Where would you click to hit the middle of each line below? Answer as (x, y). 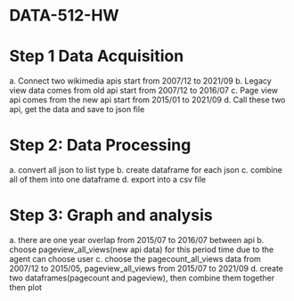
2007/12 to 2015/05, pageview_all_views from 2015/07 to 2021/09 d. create (146, 268)
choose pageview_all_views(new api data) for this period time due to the (142, 249)
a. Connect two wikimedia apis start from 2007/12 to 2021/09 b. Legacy (140, 81)
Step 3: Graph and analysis (111, 216)
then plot (26, 287)
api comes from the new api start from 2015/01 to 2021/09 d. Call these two (147, 100)
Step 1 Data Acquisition (97, 57)
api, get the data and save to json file (77, 110)
